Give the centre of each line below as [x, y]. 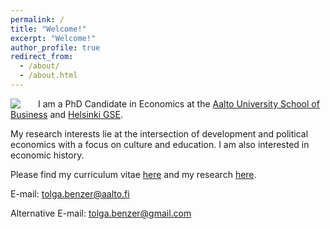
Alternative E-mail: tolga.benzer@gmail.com [101, 213]
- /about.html [48, 76]
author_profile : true [55, 47]
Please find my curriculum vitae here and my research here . [133, 174]
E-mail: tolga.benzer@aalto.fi [70, 193]
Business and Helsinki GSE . [66, 114]
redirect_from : [42, 57]
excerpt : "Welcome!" [53, 38]
